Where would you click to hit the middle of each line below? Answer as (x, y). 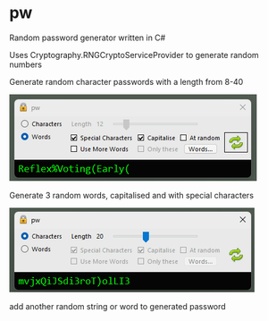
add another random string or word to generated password (117, 306)
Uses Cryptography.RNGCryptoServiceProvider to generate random (134, 55)
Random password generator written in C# (88, 38)
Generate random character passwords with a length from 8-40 (126, 81)
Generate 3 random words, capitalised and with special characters (132, 195)
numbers (26, 64)
